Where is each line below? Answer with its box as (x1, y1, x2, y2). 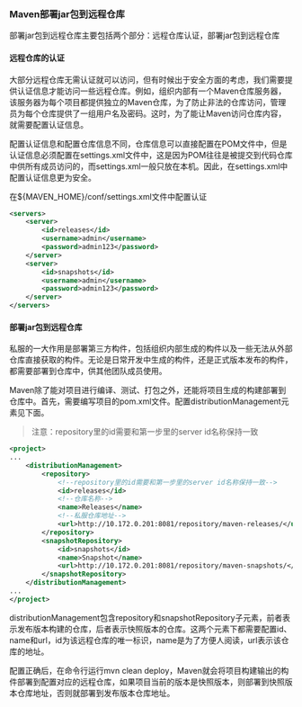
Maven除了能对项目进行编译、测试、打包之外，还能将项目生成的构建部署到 (9, 385, 287, 396)
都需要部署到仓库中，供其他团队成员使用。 (9, 366, 167, 377)
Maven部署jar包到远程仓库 (9, 7, 126, 20)
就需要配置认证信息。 (9, 119, 88, 130)
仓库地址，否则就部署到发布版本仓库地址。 (16, 687, 175, 698)
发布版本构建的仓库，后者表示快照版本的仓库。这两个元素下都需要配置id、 (16, 623, 292, 634)
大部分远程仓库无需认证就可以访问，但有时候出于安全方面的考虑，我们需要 (9, 74, 285, 85)
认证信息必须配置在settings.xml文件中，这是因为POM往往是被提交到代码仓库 (9, 149, 293, 160)
